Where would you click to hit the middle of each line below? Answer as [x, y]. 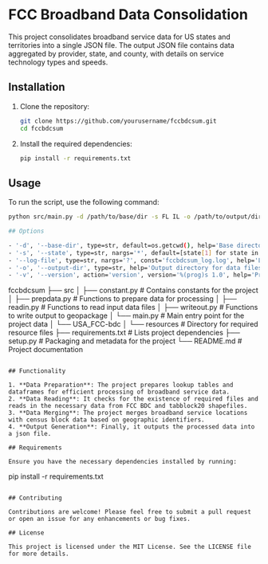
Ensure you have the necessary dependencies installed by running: [123, 462]
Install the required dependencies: [76, 143]
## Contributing [35, 498]
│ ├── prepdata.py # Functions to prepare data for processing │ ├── [123, 299]
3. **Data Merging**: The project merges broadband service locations [128, 413]
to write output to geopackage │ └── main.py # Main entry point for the [126, 315]
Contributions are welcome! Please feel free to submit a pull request [130, 512]
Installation [37, 87]
